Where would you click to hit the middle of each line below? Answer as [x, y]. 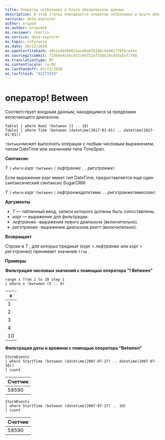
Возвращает [18, 236]
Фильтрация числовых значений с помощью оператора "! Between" [79, 270]
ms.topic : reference [26, 42]
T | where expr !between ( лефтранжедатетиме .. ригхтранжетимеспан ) [81, 192]
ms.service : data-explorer [33, 37]
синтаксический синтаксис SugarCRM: [46, 183]
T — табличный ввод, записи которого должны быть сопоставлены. [84, 211]
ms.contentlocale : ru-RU [30, 64]
